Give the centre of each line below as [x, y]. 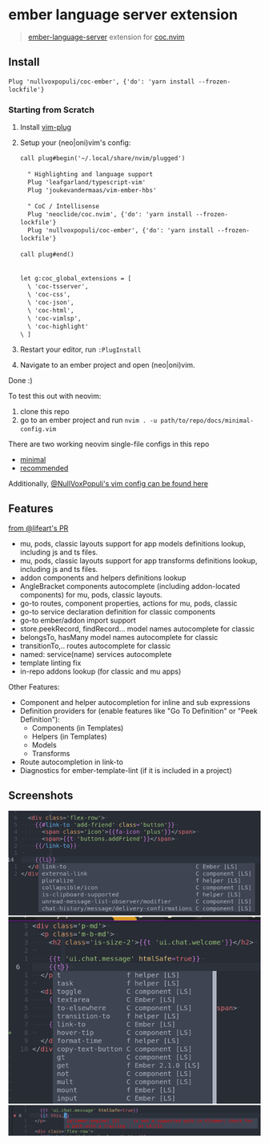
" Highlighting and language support [90, 175]
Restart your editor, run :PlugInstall [80, 349]
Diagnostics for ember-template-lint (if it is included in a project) [126, 770]
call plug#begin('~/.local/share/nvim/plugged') [102, 159]
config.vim [38, 429]
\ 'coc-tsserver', [58, 287]
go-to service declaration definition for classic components [118, 611]
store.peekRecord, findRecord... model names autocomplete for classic [137, 628]
